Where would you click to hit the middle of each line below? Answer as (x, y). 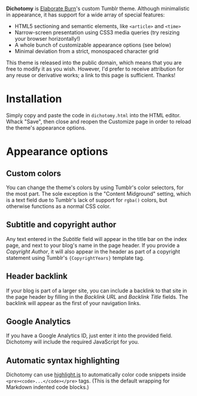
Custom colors (34, 173)
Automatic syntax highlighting (63, 360)
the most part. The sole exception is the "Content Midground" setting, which (98, 193)
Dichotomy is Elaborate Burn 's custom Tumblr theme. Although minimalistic (98, 9)
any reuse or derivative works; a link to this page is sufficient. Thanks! (91, 75)
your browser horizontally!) (47, 39)
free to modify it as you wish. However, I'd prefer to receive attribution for (95, 69)
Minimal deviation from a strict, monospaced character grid (86, 51)
